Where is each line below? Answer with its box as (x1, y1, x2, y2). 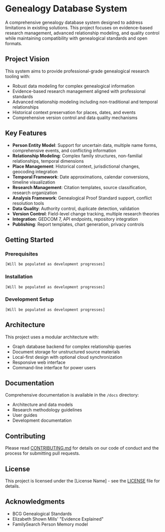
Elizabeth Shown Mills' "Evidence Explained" (12, 516, 104, 522)
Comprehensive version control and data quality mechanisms (12, 115, 138, 121)
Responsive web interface (12, 359, 66, 365)
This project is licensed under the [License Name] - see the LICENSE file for (5, 478, 160, 484)
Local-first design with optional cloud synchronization (12, 354, 123, 360)
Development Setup (5, 296, 54, 303)
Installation (5, 273, 33, 280)
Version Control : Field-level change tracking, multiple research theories (12, 210, 160, 216)
